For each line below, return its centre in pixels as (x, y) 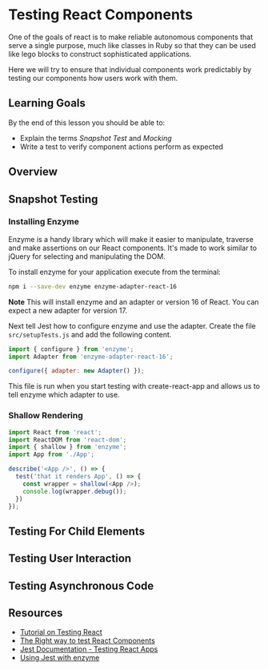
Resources (36, 613)
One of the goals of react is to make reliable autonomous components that (131, 37)
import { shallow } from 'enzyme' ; (68, 447)
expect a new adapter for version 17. (68, 310)
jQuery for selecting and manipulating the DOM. (87, 256)
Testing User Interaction (70, 559)
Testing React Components (101, 15)
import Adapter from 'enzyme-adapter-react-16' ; (91, 357)
